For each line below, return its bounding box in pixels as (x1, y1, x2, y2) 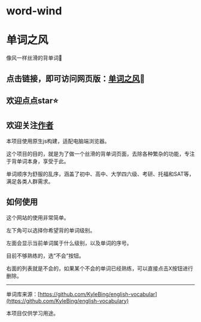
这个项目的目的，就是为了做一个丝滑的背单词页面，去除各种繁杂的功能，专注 (6, 150, 195, 157)
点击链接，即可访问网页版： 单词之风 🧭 (6, 73, 145, 84)
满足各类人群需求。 (6, 177, 54, 185)
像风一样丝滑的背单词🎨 (6, 54, 63, 62)
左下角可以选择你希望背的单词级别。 (6, 226, 96, 234)
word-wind (6, 4, 62, 18)
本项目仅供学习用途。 (6, 309, 59, 317)
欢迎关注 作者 (6, 121, 54, 131)
